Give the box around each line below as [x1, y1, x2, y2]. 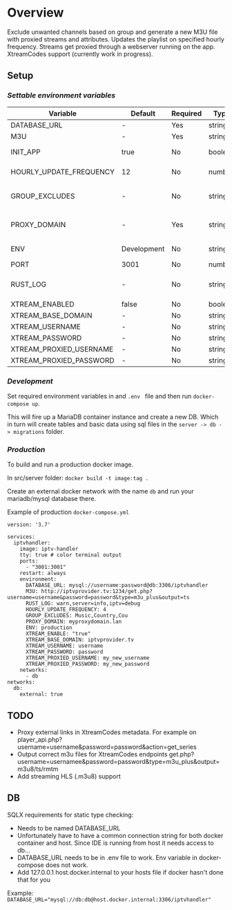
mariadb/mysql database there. [7, 495, 97, 503]
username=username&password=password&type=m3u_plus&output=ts [7, 594, 190, 601]
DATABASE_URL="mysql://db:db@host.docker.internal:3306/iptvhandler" [7, 896, 212, 903]
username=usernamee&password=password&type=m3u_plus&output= [17, 758, 220, 766]
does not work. [45, 860, 88, 869]
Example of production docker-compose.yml [7, 508, 130, 516]
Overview [7, 5, 64, 21]
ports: [19, 558, 39, 565]
